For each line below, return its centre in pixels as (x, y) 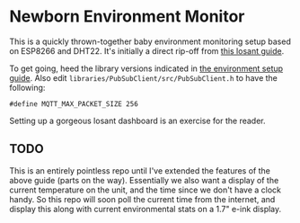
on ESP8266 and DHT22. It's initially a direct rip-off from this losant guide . (147, 50)
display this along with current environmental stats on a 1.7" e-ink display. (146, 209)
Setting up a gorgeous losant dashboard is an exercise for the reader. (138, 120)
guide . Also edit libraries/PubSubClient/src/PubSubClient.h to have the (144, 77)
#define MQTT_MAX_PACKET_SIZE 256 (74, 104)
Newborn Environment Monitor (127, 17)
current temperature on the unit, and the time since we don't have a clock (145, 190)
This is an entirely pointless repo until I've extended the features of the (140, 170)
